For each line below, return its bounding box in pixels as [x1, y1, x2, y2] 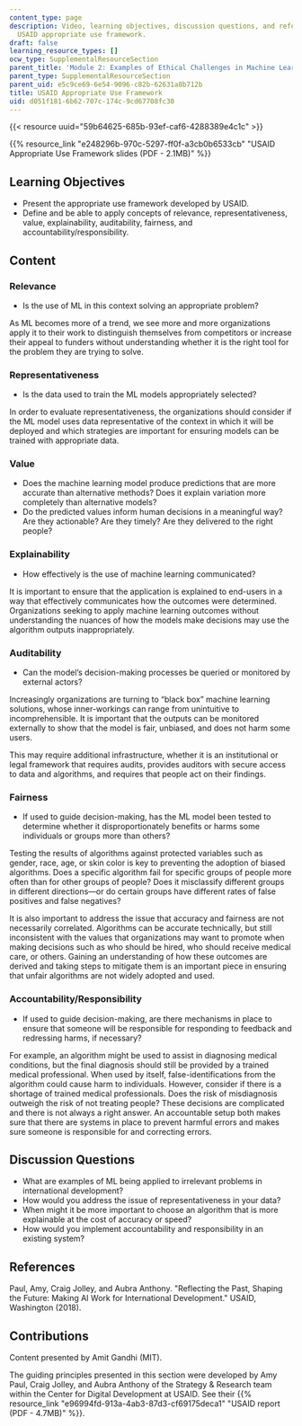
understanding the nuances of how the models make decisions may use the [9, 615, 290, 625]
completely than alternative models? [22, 497, 157, 508]
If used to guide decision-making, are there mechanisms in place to [22, 1013, 272, 1024]
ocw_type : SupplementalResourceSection [9, 55, 159, 64]
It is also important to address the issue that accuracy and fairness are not [9, 913, 285, 924]
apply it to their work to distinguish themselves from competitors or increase [9, 327, 292, 338]
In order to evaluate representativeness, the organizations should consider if [9, 406, 292, 418]
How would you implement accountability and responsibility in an [22, 1224, 263, 1235]
